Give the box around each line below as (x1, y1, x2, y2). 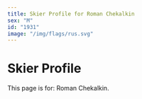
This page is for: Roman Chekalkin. (7, 84, 109, 93)
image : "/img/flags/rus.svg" (7, 30, 94, 37)
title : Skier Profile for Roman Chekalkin (7, 10, 135, 18)
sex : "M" (7, 17, 33, 24)
